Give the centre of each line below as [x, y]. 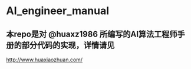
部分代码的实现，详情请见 [68, 45]
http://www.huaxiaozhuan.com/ [45, 60]
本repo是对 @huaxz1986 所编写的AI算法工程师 [92, 34]
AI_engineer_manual [57, 11]
